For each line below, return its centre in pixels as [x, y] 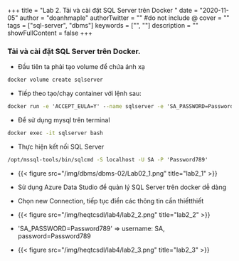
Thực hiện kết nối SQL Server [61, 147]
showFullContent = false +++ [50, 33]
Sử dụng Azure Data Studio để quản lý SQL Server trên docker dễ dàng [122, 187]
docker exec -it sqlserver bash [55, 133]
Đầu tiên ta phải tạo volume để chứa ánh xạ [81, 67]
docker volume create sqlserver [55, 80]
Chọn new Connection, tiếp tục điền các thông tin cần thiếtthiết [111, 201]
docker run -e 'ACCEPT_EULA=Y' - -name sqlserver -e [85, 107]
